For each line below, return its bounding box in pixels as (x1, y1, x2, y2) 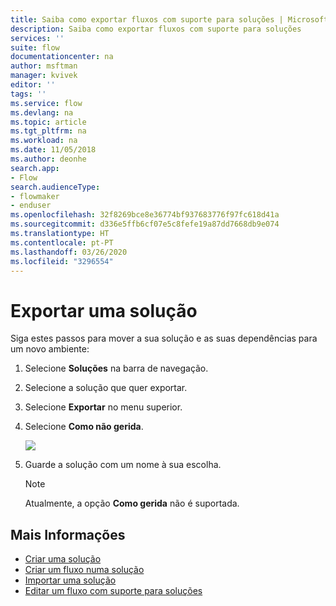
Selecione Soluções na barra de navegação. (24, 362, 209, 375)
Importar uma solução (24, 574, 117, 586)
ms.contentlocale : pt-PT (10, 237, 114, 248)
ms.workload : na (10, 136, 78, 146)
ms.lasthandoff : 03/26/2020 (10, 247, 128, 257)
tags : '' (10, 89, 47, 99)
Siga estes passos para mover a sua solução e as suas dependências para (10, 332, 318, 345)
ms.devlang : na (10, 107, 74, 118)
